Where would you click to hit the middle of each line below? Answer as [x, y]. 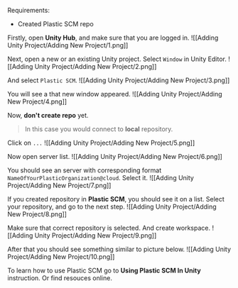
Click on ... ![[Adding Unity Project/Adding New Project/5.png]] [101, 143]
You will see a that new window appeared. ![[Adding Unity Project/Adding [115, 94]
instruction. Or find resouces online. [60, 278]
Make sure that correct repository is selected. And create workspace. [109, 228]
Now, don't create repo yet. [48, 115]
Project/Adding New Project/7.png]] [59, 185]
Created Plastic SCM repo [55, 24]
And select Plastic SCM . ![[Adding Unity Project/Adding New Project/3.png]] [119, 80]
